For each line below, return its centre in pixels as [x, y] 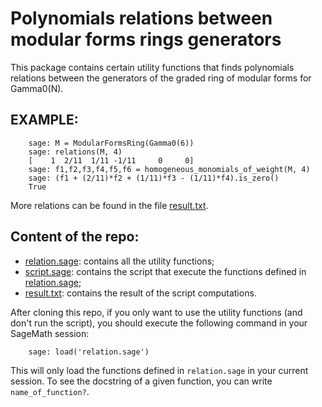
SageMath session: [50, 333]
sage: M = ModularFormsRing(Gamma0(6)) [111, 143]
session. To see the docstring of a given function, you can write [141, 381]
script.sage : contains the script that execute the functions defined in [165, 271]
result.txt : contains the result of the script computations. [140, 293]
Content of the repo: [75, 237]
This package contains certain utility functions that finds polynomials [152, 67]
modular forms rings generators [146, 39]
